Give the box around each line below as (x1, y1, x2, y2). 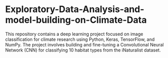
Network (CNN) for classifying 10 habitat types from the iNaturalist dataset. (5, 47, 161, 53)
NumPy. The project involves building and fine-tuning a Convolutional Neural (5, 41, 164, 47)
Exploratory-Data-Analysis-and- (5, 4, 144, 15)
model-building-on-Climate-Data (5, 14, 147, 26)
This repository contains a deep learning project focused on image (5, 31, 143, 37)
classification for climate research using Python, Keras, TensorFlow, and (5, 36, 155, 42)
